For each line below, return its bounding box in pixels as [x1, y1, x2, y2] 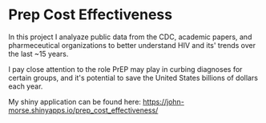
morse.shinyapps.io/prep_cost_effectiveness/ [8, 105, 159, 115]
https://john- [143, 97, 184, 106]
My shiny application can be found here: [8, 97, 142, 106]
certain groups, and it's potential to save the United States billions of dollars [8, 73, 259, 82]
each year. [8, 81, 43, 91]
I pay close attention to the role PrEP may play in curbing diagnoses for [8, 64, 243, 73]
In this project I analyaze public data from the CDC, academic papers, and [8, 32, 252, 42]
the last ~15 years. [8, 49, 69, 58]
